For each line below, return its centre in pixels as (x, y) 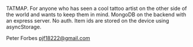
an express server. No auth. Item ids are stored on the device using (88, 21)
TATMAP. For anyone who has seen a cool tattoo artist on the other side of (97, 8)
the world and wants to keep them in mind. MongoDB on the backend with (96, 15)
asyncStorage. (24, 27)
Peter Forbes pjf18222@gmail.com (48, 38)
